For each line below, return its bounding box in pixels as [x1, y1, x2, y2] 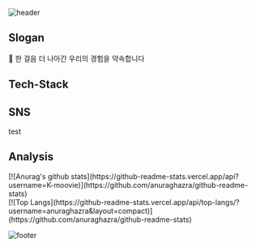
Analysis [8, 150, 54, 164]
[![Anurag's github [8, 171, 70, 181]
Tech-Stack [8, 78, 69, 92]
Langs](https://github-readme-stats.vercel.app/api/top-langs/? [30, 197, 241, 207]
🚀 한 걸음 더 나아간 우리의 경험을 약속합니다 [8, 53, 145, 63]
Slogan [8, 31, 45, 45]
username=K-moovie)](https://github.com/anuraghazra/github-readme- [8, 180, 249, 190]
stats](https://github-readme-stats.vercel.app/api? [70, 171, 239, 181]
